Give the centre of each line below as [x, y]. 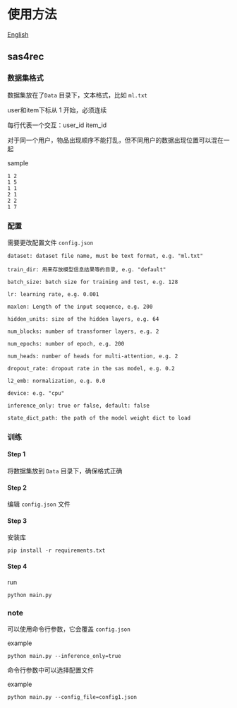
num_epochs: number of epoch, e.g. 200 [66, 343]
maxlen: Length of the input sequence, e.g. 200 [80, 307]
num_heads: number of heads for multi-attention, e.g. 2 [93, 356]
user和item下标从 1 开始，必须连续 [57, 110]
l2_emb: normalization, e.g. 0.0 [56, 381]
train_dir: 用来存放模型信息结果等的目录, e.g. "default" [87, 269]
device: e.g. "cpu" [36, 393]
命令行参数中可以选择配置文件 [50, 670]
